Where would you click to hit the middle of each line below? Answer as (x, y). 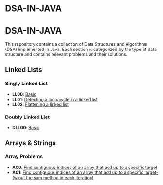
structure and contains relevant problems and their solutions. (66, 54)
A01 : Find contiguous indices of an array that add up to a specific (78, 172)
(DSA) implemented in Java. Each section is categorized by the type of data (81, 50)
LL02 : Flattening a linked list (40, 104)
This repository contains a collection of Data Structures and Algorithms (76, 44)
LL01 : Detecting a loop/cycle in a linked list (55, 99)
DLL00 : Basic (26, 128)
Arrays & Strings (30, 143)
